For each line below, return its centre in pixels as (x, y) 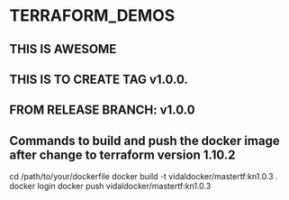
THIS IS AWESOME (63, 49)
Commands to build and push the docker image (145, 141)
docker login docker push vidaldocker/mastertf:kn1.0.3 (110, 186)
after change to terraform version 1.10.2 (122, 155)
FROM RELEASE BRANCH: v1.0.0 (102, 110)
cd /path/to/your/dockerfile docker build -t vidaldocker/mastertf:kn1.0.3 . (144, 177)
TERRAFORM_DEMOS (92, 16)
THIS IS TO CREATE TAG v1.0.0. (99, 79)
